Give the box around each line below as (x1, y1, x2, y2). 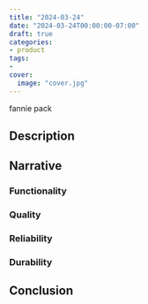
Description (9, 129, 75, 144)
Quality (9, 209, 41, 221)
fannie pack (9, 103, 53, 113)
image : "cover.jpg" (17, 79, 89, 87)
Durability (9, 256, 53, 269)
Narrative (9, 158, 63, 173)
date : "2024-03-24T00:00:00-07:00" (9, 21, 140, 30)
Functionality (9, 185, 68, 197)
